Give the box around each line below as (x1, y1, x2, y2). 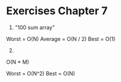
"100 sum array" (14, 24, 55, 31)
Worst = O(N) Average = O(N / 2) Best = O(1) (6, 35, 116, 42)
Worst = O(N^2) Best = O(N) (6, 70, 76, 77)
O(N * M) (6, 58, 30, 65)
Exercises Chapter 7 (6, 4, 108, 18)
